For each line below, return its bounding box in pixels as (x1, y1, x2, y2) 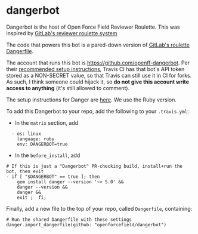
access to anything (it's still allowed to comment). (6, 84, 130, 91)
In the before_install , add (14, 152, 81, 159)
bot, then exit (6, 168, 44, 174)
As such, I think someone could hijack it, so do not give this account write (6, 78, 190, 85)
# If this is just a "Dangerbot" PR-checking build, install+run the (6, 163, 183, 169)
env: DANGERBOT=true (17, 141, 68, 147)
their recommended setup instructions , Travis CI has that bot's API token (6, 65, 185, 72)
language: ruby (17, 136, 55, 142)
